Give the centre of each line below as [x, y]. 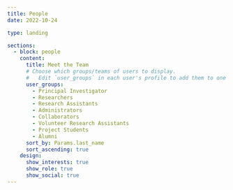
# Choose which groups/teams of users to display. [101, 71]
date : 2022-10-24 [32, 20]
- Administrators [57, 110]
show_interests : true [57, 162]
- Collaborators [56, 117]
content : [32, 59]
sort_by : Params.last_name [65, 143]
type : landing [28, 33]
